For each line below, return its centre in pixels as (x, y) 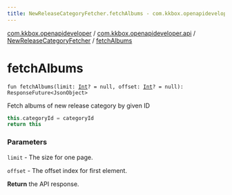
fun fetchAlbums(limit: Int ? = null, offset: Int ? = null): (96, 87)
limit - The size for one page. (50, 157)
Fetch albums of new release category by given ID (79, 105)
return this (24, 125)
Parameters (27, 142)
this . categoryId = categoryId (51, 118)
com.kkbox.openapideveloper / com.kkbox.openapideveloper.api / (101, 33)
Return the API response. (43, 184)
